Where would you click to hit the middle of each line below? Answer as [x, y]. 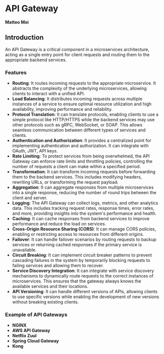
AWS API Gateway [31, 330]
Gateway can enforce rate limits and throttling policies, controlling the [82, 161]
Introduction [24, 38]
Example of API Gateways [36, 314]
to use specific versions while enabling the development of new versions [85, 297]
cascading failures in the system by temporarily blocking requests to [81, 260]
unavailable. [24, 250]
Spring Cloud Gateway [35, 341]
